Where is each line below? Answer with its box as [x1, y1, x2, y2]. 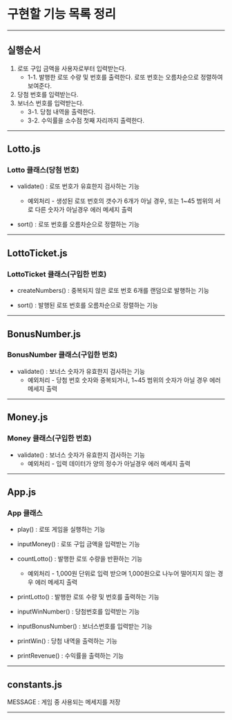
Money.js [7, 411, 48, 423]
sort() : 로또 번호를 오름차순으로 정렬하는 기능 [17, 220, 140, 228]
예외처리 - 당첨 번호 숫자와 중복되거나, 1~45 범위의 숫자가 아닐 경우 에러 [27, 375, 221, 384]
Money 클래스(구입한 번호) [7, 433, 92, 443]
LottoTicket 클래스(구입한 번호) [7, 269, 107, 279]
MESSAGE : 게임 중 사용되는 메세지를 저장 [7, 698, 121, 706]
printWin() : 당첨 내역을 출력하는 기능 [17, 637, 117, 645]
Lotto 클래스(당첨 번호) [7, 165, 79, 175]
